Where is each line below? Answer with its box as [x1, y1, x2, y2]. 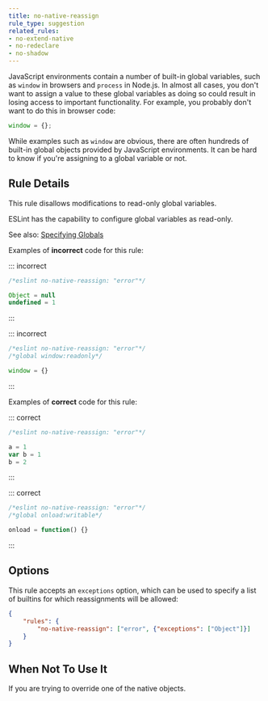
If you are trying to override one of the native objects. [8, 684, 186, 694]
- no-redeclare [8, 42, 60, 50]
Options [8, 564, 50, 578]
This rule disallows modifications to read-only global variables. [8, 198, 217, 208]
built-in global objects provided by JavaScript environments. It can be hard [8, 145, 258, 154]
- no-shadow [8, 49, 48, 57]
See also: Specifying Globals [8, 230, 104, 239]
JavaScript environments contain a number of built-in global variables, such [8, 72, 261, 81]
